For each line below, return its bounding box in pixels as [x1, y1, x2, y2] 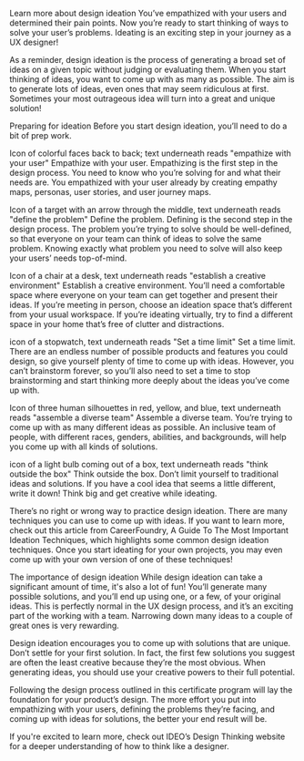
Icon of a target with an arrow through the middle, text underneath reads [9, 204, 281, 215]
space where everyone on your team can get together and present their [9, 290, 279, 300]
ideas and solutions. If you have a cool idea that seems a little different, [9, 478, 276, 488]
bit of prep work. [9, 130, 73, 140]
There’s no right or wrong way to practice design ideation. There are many [9, 506, 289, 516]
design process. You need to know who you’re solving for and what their [9, 168, 281, 178]
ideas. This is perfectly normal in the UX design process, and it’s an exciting [9, 601, 294, 612]
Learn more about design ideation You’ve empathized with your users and [9, 8, 287, 18]
